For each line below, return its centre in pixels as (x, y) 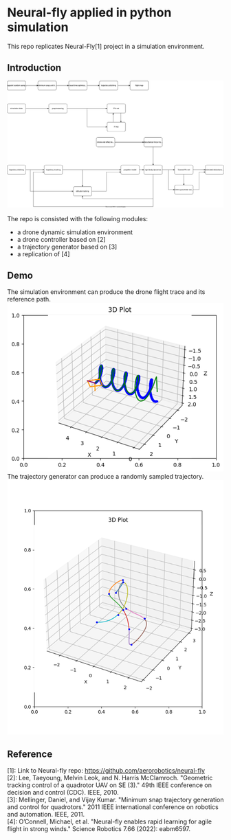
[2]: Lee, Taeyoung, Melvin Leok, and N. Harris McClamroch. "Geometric (110, 778)
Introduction (34, 68)
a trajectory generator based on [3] (67, 247)
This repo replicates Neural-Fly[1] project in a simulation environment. (106, 46)
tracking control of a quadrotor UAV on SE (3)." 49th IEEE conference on (109, 785)
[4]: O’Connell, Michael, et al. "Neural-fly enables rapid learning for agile (109, 821)
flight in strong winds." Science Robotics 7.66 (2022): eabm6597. (99, 829)
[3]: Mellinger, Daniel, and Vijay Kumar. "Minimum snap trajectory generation (115, 800)
